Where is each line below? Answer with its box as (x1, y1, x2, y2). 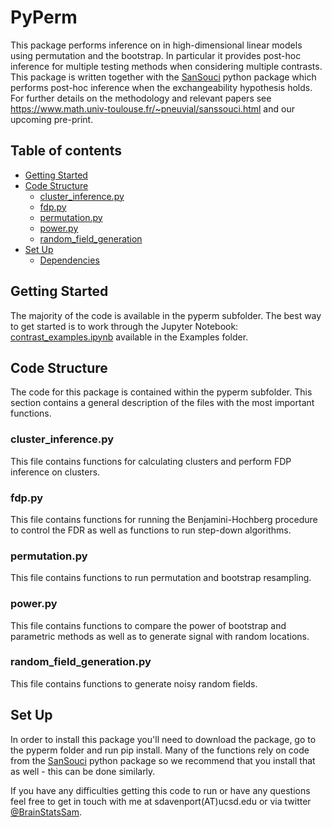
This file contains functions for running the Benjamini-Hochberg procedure (10, 513, 318, 525)
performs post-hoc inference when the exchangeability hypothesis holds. (10, 81, 313, 93)
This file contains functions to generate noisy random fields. (10, 677, 258, 690)
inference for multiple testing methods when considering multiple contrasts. (10, 60, 323, 72)
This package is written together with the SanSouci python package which (10, 71, 317, 83)
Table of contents (10, 142, 122, 160)
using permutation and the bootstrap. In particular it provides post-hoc (10, 49, 302, 61)
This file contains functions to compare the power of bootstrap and (10, 619, 287, 631)
